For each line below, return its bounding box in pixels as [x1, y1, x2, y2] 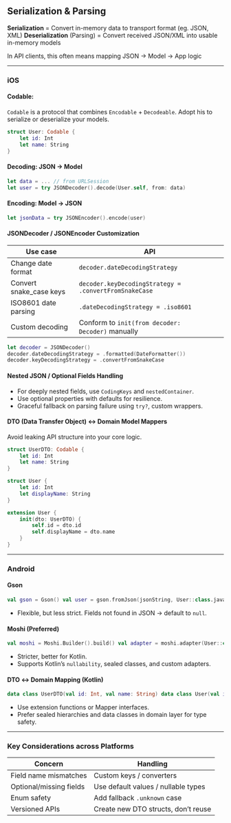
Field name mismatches [10, 771, 87, 780]
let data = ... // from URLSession [7, 178, 109, 185]
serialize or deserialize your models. [7, 115, 110, 123]
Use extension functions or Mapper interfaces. [16, 703, 150, 711]
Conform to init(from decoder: [78, 317, 181, 327]
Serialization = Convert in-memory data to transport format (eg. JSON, [7, 23, 209, 32]
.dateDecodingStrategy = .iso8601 [78, 303, 192, 311]
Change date [10, 258, 53, 268]
